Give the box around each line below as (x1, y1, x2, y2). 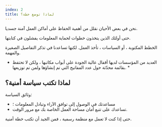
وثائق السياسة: (5, 92, 32, 97)
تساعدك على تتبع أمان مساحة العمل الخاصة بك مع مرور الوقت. (12, 106, 127, 112)
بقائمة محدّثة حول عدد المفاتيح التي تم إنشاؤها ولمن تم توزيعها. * (12, 64, 130, 70)
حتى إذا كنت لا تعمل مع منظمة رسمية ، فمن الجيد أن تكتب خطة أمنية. (5, 116, 132, 122)
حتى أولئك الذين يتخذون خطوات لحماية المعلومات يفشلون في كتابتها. (5, 35, 131, 41)
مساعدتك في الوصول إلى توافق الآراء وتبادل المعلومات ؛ (12, 101, 116, 107)
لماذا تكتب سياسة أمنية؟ (5, 78, 71, 87)
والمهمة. (5, 50, 21, 56)
